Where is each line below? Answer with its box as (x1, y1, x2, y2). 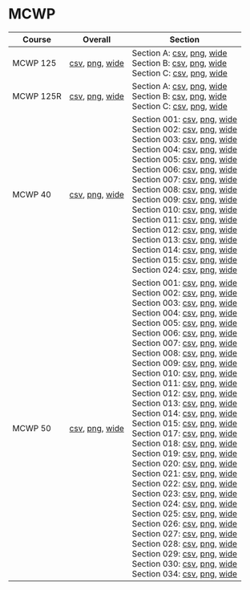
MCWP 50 (12, 422, 52, 433)
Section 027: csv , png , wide (131, 527, 238, 539)
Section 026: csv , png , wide (131, 518, 238, 529)
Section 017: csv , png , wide (131, 427, 238, 438)
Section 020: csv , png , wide (131, 458, 238, 469)
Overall (83, 34, 111, 45)
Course (22, 34, 52, 45)
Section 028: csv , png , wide (131, 538, 238, 549)
